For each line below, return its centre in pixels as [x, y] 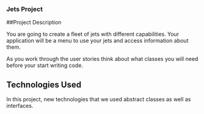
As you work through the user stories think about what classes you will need [102, 59]
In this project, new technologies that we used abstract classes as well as [99, 99]
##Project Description [34, 23]
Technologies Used [44, 84]
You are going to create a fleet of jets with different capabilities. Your [93, 34]
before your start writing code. [45, 65]
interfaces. [20, 106]
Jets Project [24, 9]
